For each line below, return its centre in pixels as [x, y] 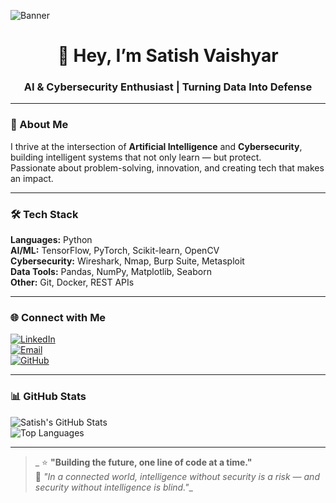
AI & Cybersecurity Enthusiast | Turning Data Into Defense [168, 87]
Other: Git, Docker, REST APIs [72, 282]
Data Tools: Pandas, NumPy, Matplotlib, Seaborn [111, 272]
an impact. [32, 178]
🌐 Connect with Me [58, 317]
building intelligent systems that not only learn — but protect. [136, 157]
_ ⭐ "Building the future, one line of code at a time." [143, 462]
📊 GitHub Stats [48, 397]
